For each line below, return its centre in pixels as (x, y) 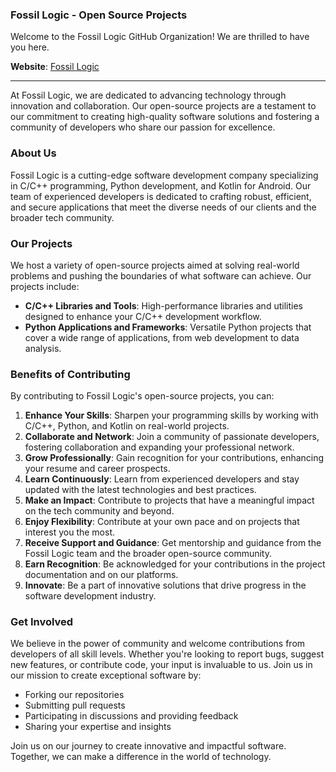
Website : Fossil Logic (55, 67)
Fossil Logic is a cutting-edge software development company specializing (164, 175)
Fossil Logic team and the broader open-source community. (148, 554)
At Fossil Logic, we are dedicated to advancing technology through (148, 95)
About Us (33, 153)
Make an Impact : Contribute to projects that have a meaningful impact (169, 500)
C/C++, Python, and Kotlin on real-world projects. (127, 426)
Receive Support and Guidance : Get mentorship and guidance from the (173, 543)
